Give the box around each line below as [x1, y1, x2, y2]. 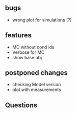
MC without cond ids [12, 44, 55, 50]
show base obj [12, 54, 42, 60]
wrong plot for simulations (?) [12, 17, 72, 23]
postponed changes [5, 68, 68, 77]
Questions [5, 101, 38, 109]
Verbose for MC [12, 49, 45, 55]
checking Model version [12, 82, 61, 88]
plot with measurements [12, 87, 61, 92]
